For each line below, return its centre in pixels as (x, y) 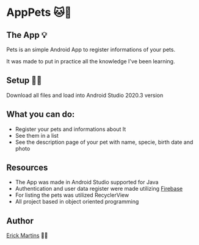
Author (20, 221)
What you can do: (41, 114)
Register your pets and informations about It (71, 129)
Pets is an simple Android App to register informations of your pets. (91, 49)
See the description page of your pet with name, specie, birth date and (104, 142)
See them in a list (37, 135)
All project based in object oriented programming (77, 202)
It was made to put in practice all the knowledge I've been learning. (91, 61)
